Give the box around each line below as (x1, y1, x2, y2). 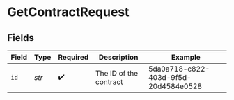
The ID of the (95, 69, 138, 78)
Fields (7, 32, 35, 44)
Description (98, 53, 139, 62)
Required (58, 53, 89, 62)
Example (171, 53, 201, 62)
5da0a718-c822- (148, 64, 210, 74)
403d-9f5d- (148, 73, 192, 82)
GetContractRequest (7, 4, 130, 20)
